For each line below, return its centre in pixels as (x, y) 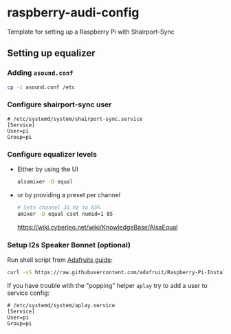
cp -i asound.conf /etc (41, 87)
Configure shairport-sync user (59, 104)
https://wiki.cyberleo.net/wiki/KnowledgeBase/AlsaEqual (97, 227)
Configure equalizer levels (52, 154)
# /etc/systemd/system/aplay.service (61, 305)
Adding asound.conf (40, 73)
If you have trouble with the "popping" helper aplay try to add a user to (107, 285)
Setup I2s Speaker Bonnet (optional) (69, 245)
